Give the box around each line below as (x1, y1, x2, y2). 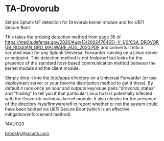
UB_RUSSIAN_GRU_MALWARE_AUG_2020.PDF (5, 44, 100, 50)
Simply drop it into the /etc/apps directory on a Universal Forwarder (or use (5, 75, 157, 81)
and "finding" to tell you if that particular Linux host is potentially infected (5, 90, 153, 96)
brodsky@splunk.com (5, 130, 49, 136)
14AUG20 (5, 121, 24, 127)
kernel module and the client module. (5, 65, 80, 71)
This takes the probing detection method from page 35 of (5, 34, 121, 40)
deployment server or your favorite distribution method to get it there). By (5, 80, 153, 86)
